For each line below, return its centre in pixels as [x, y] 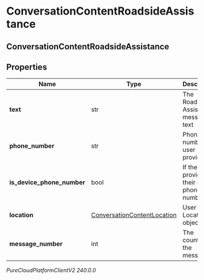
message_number [36, 244]
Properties [27, 67]
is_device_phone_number [47, 182]
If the [190, 167]
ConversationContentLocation [134, 215]
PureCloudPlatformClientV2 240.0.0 [51, 270]
